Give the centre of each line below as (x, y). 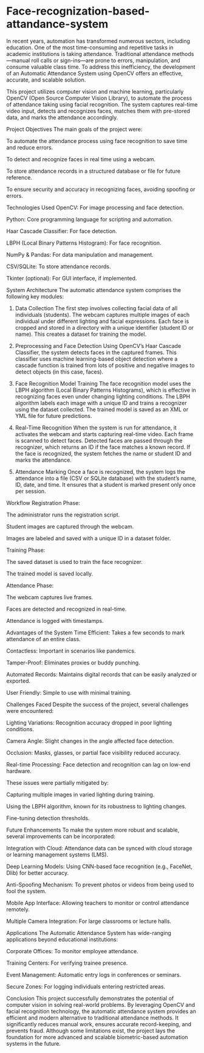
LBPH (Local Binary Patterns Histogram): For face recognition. (84, 243)
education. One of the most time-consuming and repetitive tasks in (90, 47)
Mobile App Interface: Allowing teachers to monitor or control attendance (98, 903)
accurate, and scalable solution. (46, 80)
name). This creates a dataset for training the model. (81, 334)
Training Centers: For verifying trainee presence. (67, 963)
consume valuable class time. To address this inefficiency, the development (101, 67)
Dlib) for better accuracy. (38, 873)
